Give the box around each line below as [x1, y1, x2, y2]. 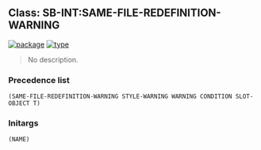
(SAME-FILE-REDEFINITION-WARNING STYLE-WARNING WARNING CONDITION [8, 92, 232, 101]
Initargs [8, 118, 39, 129]
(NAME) [8, 136, 30, 144]
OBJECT [8, 99, 30, 107]
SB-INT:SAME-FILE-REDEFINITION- [42, 6, 221, 20]
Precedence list [8, 74, 70, 85]
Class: [8, 6, 40, 20]
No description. [27, 54, 79, 64]
